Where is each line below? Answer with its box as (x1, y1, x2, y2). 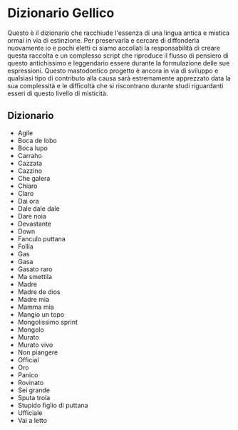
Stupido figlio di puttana (17, 401, 88, 409)
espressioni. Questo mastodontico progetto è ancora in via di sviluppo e (7, 66, 219, 75)
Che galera (17, 174, 51, 182)
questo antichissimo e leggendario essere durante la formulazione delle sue (7, 58, 230, 67)
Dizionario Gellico (7, 5, 115, 21)
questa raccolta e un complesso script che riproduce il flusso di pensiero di (7, 51, 229, 60)
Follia (17, 242, 33, 251)
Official (17, 355, 39, 364)
